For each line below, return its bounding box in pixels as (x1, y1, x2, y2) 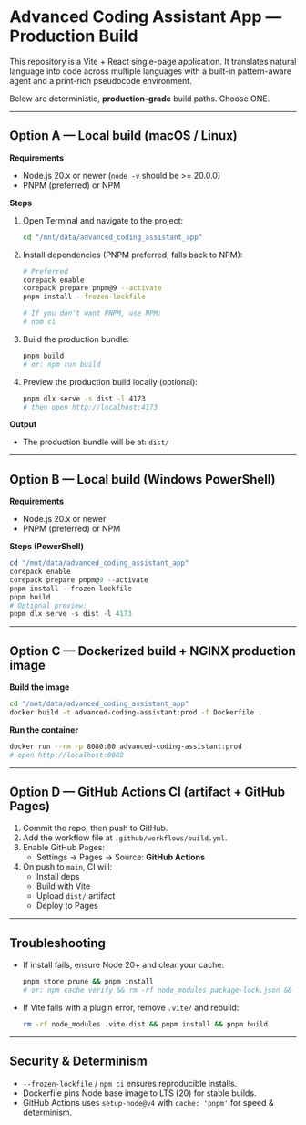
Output (9, 419, 37, 430)
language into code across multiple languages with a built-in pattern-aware (9, 66, 291, 77)
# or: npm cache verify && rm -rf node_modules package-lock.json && (22, 985, 293, 995)
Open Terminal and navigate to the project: (22, 214, 184, 225)
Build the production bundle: (22, 333, 130, 344)
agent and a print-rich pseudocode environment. (9, 75, 193, 86)
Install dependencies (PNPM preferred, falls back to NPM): (22, 249, 243, 260)
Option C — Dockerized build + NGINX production (9, 643, 296, 659)
